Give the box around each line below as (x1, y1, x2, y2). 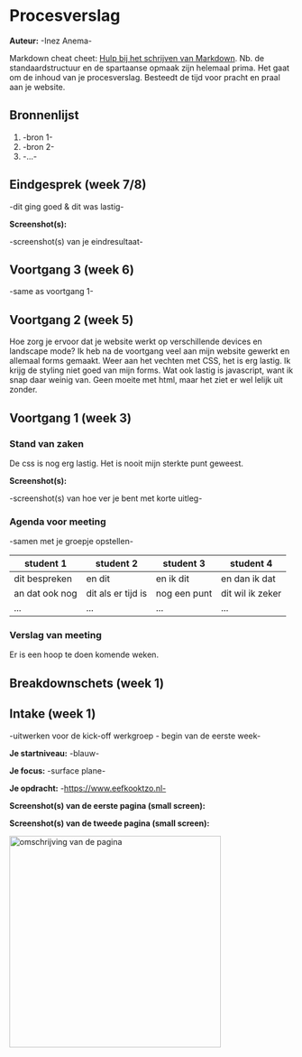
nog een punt (156, 588, 213, 600)
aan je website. (9, 81, 66, 92)
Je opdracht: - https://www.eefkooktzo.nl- (9, 783, 167, 793)
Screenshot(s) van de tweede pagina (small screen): (9, 818, 210, 829)
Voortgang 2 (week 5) (9, 312, 134, 328)
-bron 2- (22, 141, 55, 152)
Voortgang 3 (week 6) (9, 262, 135, 277)
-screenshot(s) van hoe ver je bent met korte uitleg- (9, 493, 203, 504)
